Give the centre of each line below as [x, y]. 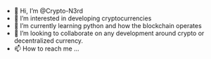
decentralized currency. [48, 41]
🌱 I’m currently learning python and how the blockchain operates [108, 26]
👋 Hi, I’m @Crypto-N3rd [48, 11]
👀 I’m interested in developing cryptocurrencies [83, 18]
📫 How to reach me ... [46, 48]
